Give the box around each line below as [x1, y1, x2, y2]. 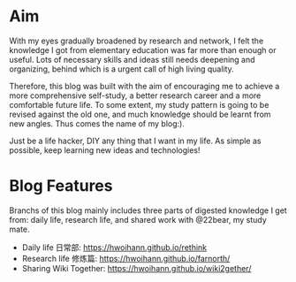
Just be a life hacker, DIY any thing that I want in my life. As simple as [9, 135, 262, 146]
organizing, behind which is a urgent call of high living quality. [9, 64, 234, 74]
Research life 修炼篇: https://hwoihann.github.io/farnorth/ [21, 253, 231, 263]
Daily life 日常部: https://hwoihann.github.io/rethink [21, 241, 208, 253]
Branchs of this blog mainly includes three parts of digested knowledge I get [9, 205, 287, 216]
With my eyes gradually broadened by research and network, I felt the [9, 35, 264, 46]
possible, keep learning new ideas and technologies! [9, 144, 201, 156]
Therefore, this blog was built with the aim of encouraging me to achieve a [9, 80, 280, 91]
